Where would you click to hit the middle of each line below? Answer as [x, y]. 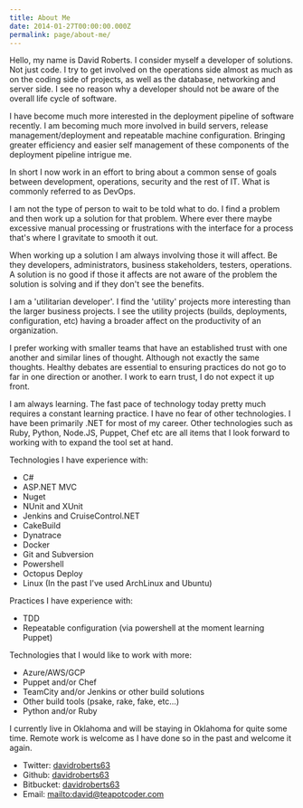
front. [19, 386]
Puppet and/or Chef [60, 682]
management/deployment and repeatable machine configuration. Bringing [147, 136]
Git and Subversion [58, 555]
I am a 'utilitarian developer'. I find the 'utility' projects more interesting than [150, 302]
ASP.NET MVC [49, 487]
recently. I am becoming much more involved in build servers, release [139, 126]
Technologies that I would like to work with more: [101, 655]
